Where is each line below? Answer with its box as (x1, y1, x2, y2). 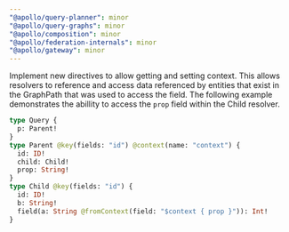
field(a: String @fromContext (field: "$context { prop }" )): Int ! (17, 206, 269, 216)
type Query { (9, 116, 58, 125)
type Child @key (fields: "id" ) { (9, 182, 133, 191)
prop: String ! (17, 165, 69, 174)
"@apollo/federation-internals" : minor (9, 37, 157, 47)
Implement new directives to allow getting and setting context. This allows (9, 70, 280, 81)
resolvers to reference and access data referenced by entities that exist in (9, 80, 280, 91)
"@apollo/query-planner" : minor (9, 12, 129, 22)
